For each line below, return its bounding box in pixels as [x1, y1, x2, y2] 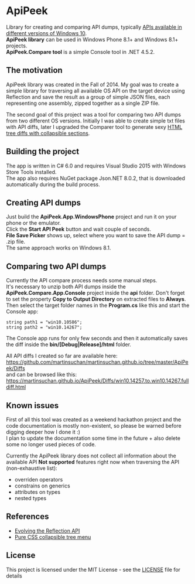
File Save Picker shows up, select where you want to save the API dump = [6, 232, 186, 239]
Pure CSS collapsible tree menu [14, 533, 91, 540]
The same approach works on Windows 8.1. [6, 244, 111, 251]
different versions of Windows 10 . [6, 29, 87, 36]
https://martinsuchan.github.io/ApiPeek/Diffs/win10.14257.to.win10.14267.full [6, 377, 189, 384]
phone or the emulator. [6, 220, 61, 227]
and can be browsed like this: [6, 371, 77, 378]
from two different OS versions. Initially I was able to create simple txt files [6, 117, 186, 124]
